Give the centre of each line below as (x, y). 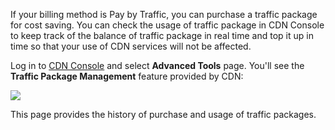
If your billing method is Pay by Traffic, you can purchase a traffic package (164, 14)
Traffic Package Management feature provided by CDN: (127, 76)
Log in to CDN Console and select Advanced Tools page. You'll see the (157, 65)
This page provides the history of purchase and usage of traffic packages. (163, 114)
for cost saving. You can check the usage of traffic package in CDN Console (167, 25)
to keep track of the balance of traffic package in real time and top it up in (162, 35)
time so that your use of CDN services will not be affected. (131, 46)
